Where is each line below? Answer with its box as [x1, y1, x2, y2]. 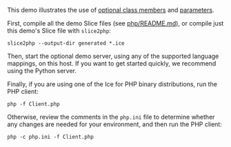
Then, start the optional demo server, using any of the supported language [7, 52, 219, 60]
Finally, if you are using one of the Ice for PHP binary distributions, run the [7, 80, 217, 88]
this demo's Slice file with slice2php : [7, 27, 112, 35]
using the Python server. [7, 67, 77, 75]
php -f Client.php [7, 101, 60, 108]
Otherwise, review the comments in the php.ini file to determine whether [7, 113, 215, 121]
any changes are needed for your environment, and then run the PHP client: [7, 120, 222, 128]
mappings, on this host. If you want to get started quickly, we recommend [7, 59, 217, 68]
